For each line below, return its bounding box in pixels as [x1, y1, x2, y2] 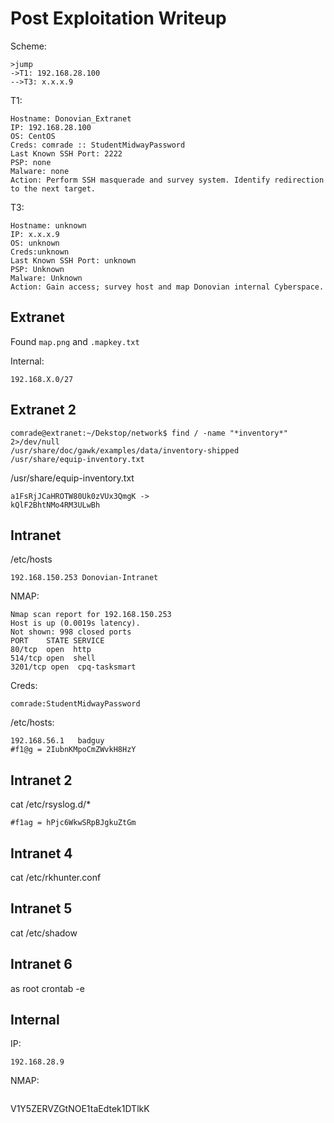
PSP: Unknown [10, 264, 65, 274]
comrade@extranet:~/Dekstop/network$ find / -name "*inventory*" [10, 428, 288, 438]
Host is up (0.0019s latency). [10, 618, 141, 629]
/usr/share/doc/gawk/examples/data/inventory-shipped [10, 445, 240, 456]
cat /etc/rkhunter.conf [10, 872, 102, 883]
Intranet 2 [10, 772, 73, 789]
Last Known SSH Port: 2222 [10, 148, 123, 159]
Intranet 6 [10, 956, 73, 973]
